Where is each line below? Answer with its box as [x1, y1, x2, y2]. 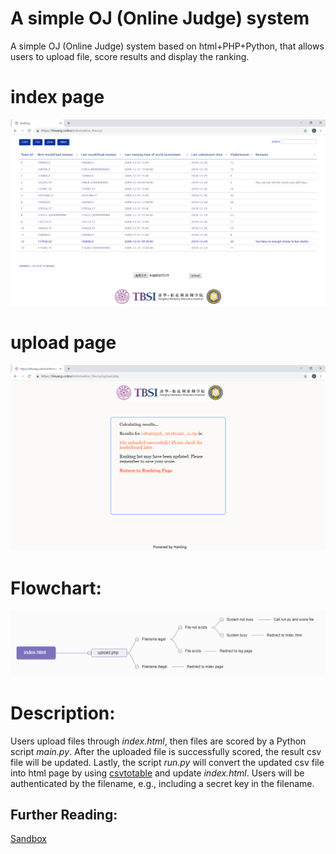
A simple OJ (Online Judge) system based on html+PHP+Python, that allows [10, 40, 325, 52]
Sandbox [10, 833, 47, 845]
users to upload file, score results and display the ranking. [10, 50, 250, 62]
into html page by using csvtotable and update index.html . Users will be [10, 767, 305, 779]
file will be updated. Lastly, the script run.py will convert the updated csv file [10, 756, 325, 768]
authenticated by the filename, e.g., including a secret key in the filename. [10, 777, 315, 789]
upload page [10, 331, 117, 354]
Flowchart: [10, 577, 102, 599]
